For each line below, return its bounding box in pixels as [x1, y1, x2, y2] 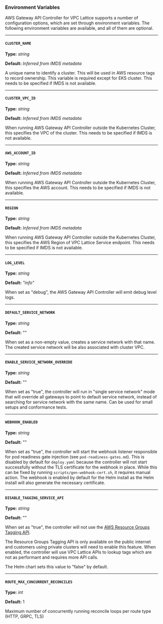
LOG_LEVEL [5, 260, 25, 265]
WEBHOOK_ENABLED [5, 420, 38, 425]
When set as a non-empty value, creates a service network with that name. [5, 339, 155, 345]
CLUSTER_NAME [5, 41, 32, 46]
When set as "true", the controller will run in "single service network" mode [5, 389, 155, 395]
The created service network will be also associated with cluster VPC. [5, 344, 145, 350]
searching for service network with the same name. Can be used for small [5, 399, 153, 405]
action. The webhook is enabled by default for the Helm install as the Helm [5, 474, 154, 480]
